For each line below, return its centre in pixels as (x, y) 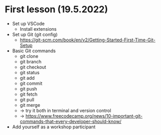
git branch (31, 61)
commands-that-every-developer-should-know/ (71, 121)
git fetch (29, 94)
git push (28, 88)
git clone (29, 56)
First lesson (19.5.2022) (56, 9)
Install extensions (38, 29)
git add (27, 78)
